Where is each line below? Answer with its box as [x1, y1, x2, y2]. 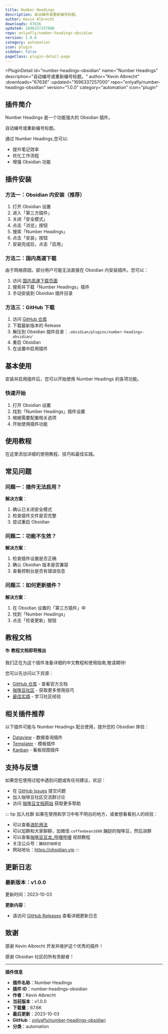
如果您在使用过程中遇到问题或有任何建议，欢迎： [5, 777, 106, 783]
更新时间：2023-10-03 [5, 891, 52, 897]
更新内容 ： [5, 902, 27, 908]
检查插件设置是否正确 [12, 556, 56, 562]
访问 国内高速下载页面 [12, 278, 58, 284]
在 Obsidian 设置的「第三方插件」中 [12, 605, 86, 611]
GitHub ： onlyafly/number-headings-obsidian [12, 1017, 106, 1023]
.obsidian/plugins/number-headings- [68, 330, 145, 335]
